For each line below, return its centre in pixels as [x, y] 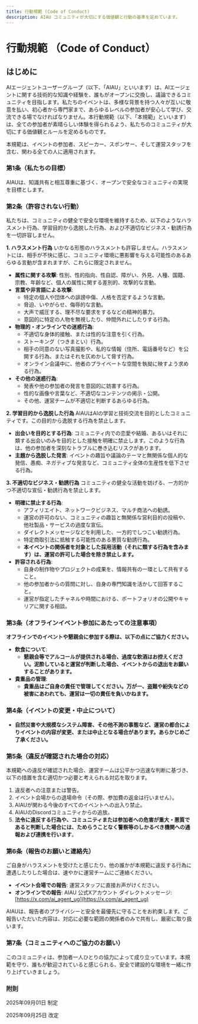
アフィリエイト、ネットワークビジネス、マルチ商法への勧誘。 [98, 510]
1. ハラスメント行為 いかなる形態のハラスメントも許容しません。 [84, 248]
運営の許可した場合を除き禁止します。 [90, 555]
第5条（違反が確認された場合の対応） [60, 756]
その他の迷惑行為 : [36, 378]
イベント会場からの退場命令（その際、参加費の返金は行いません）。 [96, 797]
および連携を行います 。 [48, 834]
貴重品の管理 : [31, 679]
